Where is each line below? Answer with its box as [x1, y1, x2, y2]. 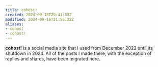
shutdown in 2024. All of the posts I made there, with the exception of [5, 50, 152, 56]
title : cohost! [5, 7, 38, 13]
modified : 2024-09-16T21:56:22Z [5, 17, 74, 22]
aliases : [5, 21, 24, 27]
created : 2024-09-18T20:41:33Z [5, 12, 72, 17]
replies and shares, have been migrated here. [5, 56, 100, 61]
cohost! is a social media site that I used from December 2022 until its [5, 45, 153, 51]
